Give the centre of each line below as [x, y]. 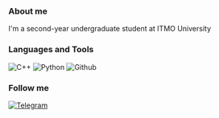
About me [28, 11]
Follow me [29, 87]
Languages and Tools [51, 50]
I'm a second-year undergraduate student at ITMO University [110, 29]
